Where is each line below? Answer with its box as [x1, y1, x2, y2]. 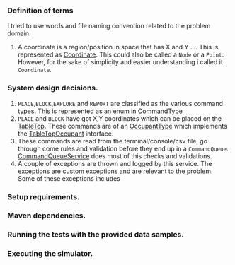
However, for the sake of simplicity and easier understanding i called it [17, 58, 223, 66]
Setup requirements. [7, 192, 80, 201]
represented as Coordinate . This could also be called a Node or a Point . [17, 50, 224, 59]
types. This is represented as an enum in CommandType [17, 107, 183, 115]
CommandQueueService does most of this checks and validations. [17, 151, 212, 160]
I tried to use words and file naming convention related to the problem [7, 22, 211, 30]
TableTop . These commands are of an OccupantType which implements [17, 122, 228, 130]
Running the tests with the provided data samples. [7, 230, 184, 240]
